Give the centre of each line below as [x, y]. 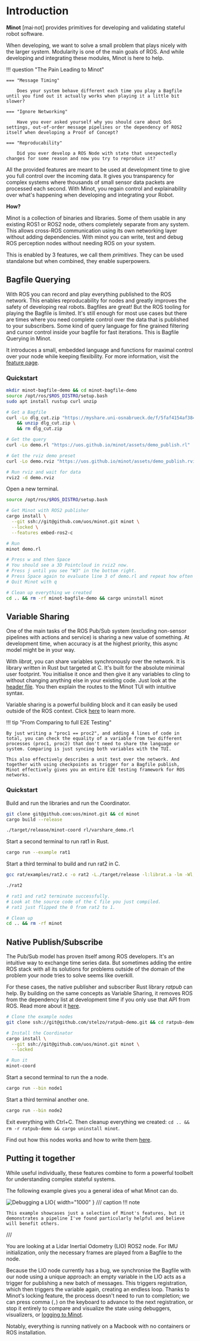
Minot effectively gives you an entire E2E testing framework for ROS [96, 770]
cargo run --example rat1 [38, 852]
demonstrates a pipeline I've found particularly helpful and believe [96, 1218]
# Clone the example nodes [40, 1017]
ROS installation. [26, 1332]
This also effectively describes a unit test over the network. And [93, 759]
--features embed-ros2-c [42, 533]
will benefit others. [33, 1223]
